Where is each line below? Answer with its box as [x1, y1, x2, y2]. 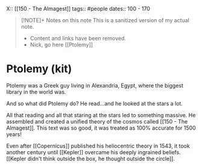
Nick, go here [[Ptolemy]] [30, 41, 93, 48]
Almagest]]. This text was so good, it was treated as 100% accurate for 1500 [6, 124, 196, 131]
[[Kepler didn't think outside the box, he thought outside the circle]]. [6, 155, 175, 162]
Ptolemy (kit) [6, 62, 72, 76]
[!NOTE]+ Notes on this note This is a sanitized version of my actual [21, 17, 190, 23]
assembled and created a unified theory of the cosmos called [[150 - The [6, 118, 188, 125]
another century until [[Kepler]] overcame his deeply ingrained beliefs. [6, 148, 181, 155]
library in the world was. [6, 88, 66, 95]
